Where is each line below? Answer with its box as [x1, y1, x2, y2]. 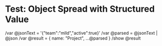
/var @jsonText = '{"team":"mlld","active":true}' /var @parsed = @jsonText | [5, 30, 158, 36]
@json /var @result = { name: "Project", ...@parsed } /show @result [5, 35, 141, 41]
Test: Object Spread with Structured [5, 3, 155, 15]
